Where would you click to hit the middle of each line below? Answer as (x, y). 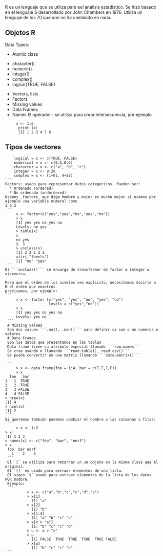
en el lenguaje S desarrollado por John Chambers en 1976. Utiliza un (74, 12)
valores (13, 334)
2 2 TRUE (17, 385)
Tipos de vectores (33, 147)
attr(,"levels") (32, 257)
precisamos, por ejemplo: (31, 291)
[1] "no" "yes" (31, 261)
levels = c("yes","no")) (74, 304)
